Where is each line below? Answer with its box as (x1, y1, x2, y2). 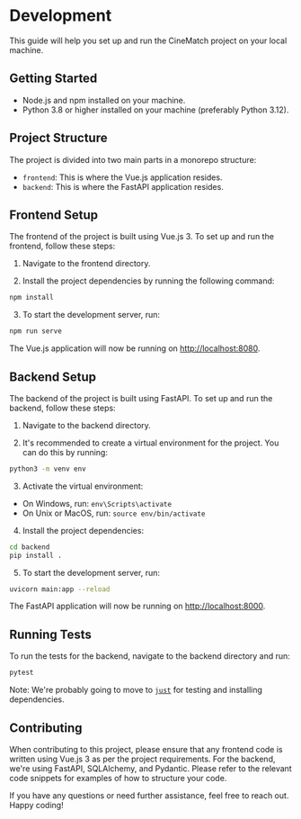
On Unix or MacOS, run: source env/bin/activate (22, 508, 206, 518)
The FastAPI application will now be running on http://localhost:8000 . (9, 600, 266, 612)
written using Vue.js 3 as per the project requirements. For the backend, (9, 753, 276, 764)
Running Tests (9, 626, 92, 642)
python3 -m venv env (9, 464, 87, 473)
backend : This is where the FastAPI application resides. (22, 181, 225, 192)
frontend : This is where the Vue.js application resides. (22, 172, 223, 183)
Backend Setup (9, 369, 97, 384)
